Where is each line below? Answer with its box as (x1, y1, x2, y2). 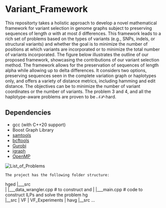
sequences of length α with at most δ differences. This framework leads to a (5, 30, 161, 36)
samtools (12, 132, 31, 138)
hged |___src (5, 181, 31, 187)
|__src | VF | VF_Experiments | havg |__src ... (5, 197, 95, 203)
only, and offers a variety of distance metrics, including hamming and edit (5, 78, 156, 84)
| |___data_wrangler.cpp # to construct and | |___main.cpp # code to (5, 186, 143, 192)
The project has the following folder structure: (5, 172, 110, 177)
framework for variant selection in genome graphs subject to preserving (5, 25, 152, 31)
